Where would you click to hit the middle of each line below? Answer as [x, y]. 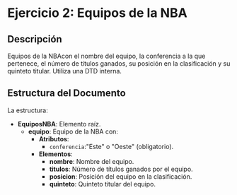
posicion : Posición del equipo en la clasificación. [121, 176]
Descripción [35, 39]
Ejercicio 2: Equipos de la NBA [97, 13]
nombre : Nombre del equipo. [92, 161]
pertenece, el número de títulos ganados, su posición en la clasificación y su [119, 64]
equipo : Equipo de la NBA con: [73, 131]
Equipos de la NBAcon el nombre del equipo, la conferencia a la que [106, 56]
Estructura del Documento [67, 93]
